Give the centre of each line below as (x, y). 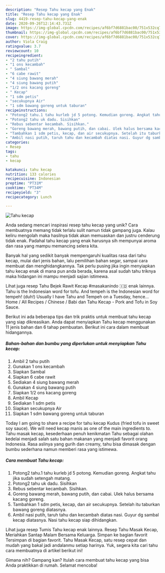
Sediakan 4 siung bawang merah (46, 382)
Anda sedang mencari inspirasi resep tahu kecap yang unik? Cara (72, 225)
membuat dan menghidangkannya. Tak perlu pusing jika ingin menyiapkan (81, 266)
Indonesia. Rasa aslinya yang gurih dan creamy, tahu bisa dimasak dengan (81, 444)
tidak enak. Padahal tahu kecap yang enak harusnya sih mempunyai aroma (81, 240)
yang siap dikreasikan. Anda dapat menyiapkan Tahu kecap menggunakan (81, 322)
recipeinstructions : (27, 111)
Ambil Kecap (25, 398)
